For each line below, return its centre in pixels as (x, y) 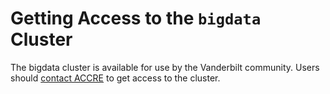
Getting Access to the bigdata (136, 18)
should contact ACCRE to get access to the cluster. (115, 78)
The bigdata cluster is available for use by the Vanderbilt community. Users (165, 67)
